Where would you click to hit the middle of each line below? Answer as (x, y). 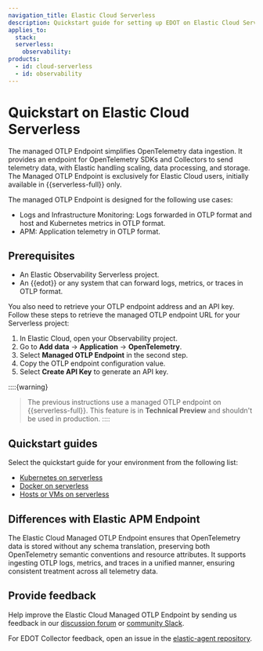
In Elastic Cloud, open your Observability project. (98, 339)
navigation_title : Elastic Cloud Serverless (82, 15)
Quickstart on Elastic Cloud (99, 113)
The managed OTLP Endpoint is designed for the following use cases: (121, 199)
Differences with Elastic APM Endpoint (104, 519)
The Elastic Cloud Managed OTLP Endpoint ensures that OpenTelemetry (124, 538)
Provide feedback (52, 596)
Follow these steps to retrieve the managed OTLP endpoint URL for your (124, 315)
